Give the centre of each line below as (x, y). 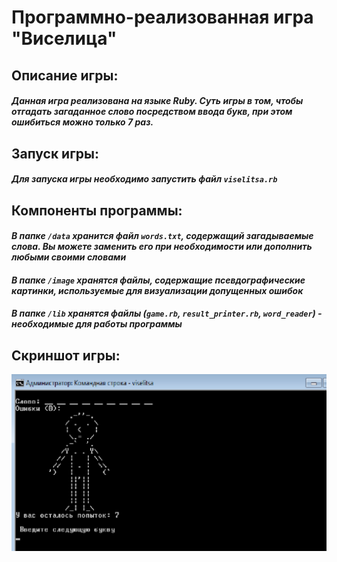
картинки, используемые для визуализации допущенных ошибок (157, 290)
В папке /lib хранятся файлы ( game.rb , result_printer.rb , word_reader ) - (167, 313)
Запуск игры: (55, 153)
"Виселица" (64, 38)
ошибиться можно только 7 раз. (82, 122)
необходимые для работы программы (97, 324)
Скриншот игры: (66, 355)
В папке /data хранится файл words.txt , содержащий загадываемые (162, 236)
